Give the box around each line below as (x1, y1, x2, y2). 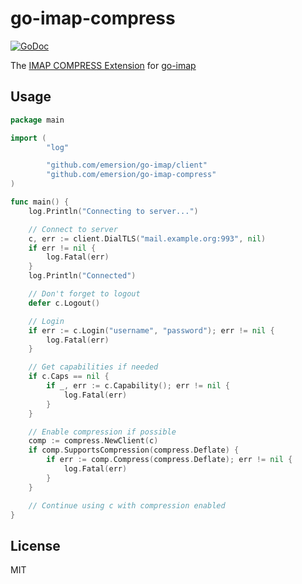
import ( (10, 133, 47, 143)
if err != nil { (28, 243, 97, 253)
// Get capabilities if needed (28, 362, 159, 372)
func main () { (10, 197, 70, 207)
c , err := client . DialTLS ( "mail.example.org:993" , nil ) (28, 233, 267, 244)
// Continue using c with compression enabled (28, 500, 226, 511)
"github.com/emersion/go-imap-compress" (46, 170, 217, 180)
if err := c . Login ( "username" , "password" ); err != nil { (28, 325, 275, 336)
